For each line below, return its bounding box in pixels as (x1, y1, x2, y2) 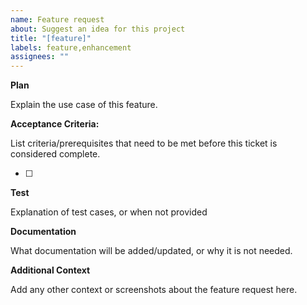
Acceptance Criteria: (10, 118, 100, 130)
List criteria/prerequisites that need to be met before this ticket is (10, 137, 278, 150)
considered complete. (10, 148, 101, 160)
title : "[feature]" (10, 33, 92, 43)
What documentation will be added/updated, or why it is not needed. (10, 245, 293, 257)
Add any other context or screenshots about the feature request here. (10, 284, 298, 296)
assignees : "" (10, 52, 70, 62)
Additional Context (10, 264, 91, 276)
